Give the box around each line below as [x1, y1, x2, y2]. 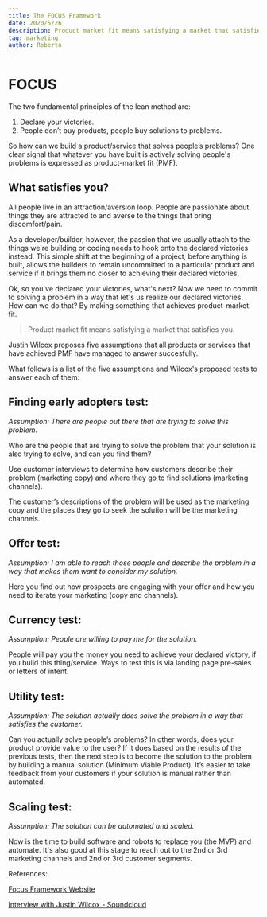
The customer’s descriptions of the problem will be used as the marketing [8, 497, 250, 506]
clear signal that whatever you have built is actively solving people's [8, 150, 231, 159]
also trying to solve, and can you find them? [8, 449, 152, 458]
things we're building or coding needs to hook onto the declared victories [8, 243, 249, 252]
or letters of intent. [8, 666, 69, 677]
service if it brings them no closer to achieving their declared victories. [8, 268, 240, 278]
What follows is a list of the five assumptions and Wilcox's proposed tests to [8, 364, 258, 373]
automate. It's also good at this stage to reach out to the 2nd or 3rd [8, 845, 228, 854]
